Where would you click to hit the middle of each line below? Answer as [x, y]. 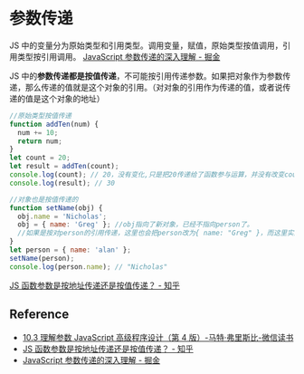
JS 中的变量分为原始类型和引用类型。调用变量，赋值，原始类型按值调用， [146, 45]
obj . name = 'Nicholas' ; [62, 216]
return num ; [40, 141]
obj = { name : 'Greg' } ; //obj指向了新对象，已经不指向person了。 [136, 225]
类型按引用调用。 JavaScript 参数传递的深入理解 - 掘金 [119, 56]
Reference [39, 315]
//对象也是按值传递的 [44, 199]
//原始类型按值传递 [41, 115]
